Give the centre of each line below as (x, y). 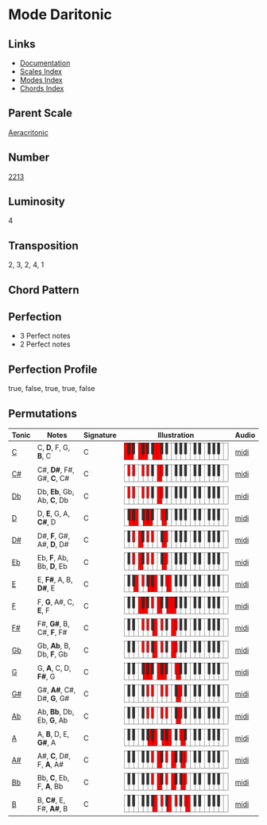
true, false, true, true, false (52, 389)
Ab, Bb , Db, (56, 712)
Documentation (45, 63)
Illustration (176, 435)
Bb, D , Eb (52, 566)
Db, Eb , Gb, (56, 492)
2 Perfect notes (45, 344)
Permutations (43, 414)
